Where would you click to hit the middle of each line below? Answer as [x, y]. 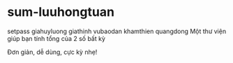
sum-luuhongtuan [61, 12]
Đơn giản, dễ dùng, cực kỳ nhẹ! [52, 52]
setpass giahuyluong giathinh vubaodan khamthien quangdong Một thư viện [117, 31]
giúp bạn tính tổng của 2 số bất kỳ [57, 38]
